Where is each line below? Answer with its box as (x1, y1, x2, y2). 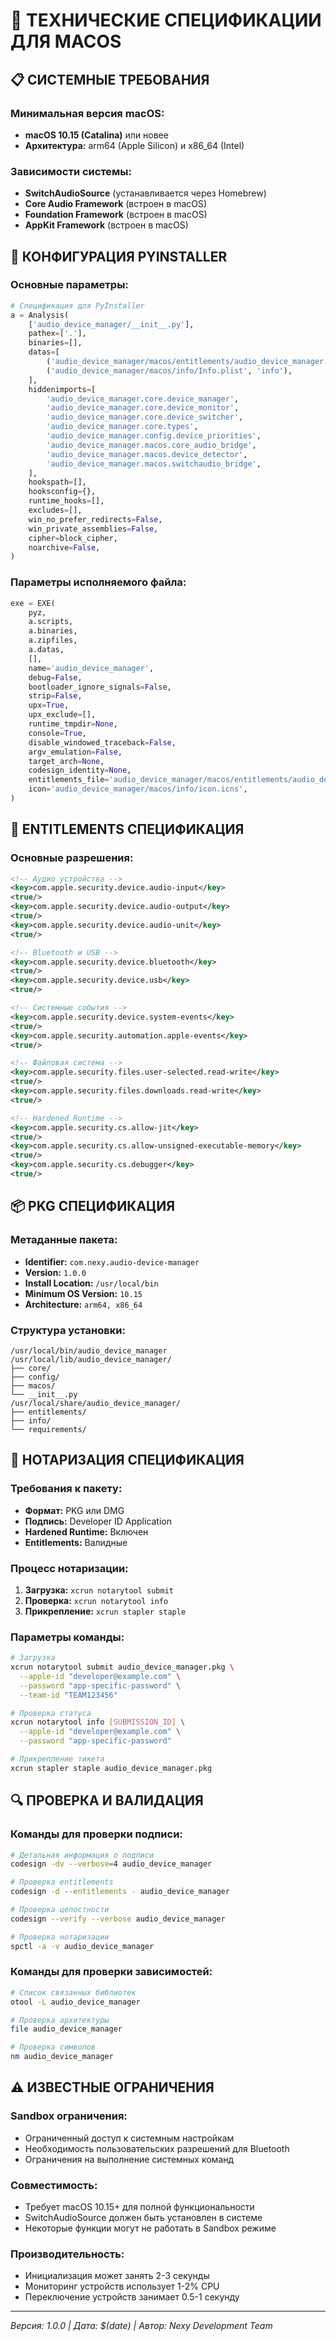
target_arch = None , (28, 756, 105, 766)
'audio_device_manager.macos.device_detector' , (46, 449, 248, 459)
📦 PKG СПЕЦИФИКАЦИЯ (10, 1198, 176, 1215)
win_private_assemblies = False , (28, 524, 159, 534)
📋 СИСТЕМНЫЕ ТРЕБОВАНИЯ (10, 71, 210, 88)
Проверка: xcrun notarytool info (24, 1594, 169, 1606)
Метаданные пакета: (10, 1233, 118, 1247)
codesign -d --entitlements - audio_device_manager (10, 1887, 230, 1897)
